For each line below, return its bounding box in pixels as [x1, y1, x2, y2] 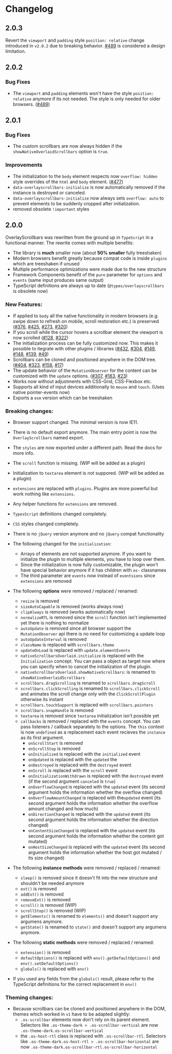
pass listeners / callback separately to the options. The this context [20, 724, 164, 730]
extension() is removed [20, 950, 71, 956]
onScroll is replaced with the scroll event [28, 767, 118, 774]
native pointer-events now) [12, 389, 70, 395]
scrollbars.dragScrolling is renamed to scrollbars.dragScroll [20, 680, 156, 686]
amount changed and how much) [28, 806, 99, 812]
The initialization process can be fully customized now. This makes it [12, 340, 158, 346]
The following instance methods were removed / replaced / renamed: [12, 865, 161, 871]
